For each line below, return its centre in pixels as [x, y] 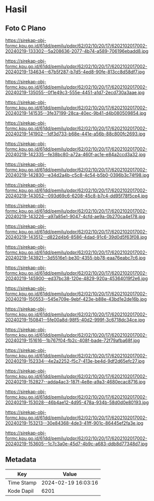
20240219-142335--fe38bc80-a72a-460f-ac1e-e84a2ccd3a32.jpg [75, 154]
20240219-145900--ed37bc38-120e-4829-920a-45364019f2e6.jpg [76, 278]
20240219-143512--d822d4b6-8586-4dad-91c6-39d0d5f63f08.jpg [76, 237]
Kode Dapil [21, 491]
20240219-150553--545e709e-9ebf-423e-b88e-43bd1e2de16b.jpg [76, 299]
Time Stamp [22, 483]
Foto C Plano [26, 28]
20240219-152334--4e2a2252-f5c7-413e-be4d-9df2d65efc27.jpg [75, 361]
